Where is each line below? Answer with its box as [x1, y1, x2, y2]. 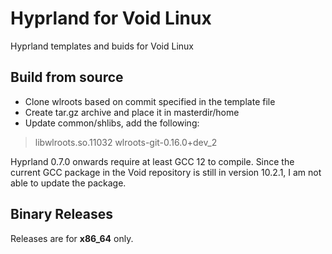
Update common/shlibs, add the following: [24, 117, 200, 129]
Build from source [10, 69, 124, 86]
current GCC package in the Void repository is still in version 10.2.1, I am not [10, 166, 322, 178]
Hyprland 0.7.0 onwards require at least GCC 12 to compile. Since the [10, 155, 295, 167]
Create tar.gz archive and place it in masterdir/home [24, 106, 240, 118]
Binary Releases [10, 206, 114, 223]
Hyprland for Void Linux [10, 7, 212, 30]
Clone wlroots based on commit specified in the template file [24, 95, 276, 107]
